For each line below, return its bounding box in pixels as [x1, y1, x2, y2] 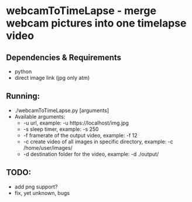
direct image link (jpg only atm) [14, 75, 90, 81]
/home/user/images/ [23, 144, 73, 151]
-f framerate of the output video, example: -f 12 [23, 132, 138, 139]
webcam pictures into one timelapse [6, 16, 187, 30]
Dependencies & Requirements [6, 52, 122, 62]
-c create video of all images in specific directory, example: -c [23, 138, 174, 145]
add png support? [14, 183, 58, 190]
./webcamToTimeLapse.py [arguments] [14, 107, 109, 114]
